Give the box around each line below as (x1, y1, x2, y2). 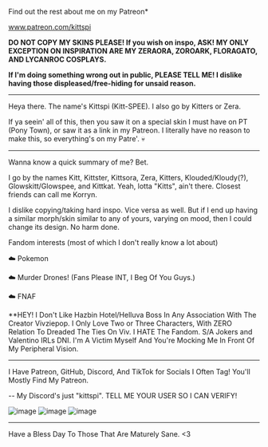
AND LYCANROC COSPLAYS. (8, 55, 107, 64)
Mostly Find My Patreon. (8, 375, 89, 385)
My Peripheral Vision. (8, 344, 79, 354)
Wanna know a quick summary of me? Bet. (8, 157, 149, 167)
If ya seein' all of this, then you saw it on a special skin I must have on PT (8, 117, 248, 126)
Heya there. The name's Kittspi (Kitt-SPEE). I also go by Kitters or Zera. (8, 101, 242, 111)
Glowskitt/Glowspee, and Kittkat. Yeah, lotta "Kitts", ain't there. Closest (8, 181, 241, 191)
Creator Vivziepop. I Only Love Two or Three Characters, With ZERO (8, 318, 233, 328)
